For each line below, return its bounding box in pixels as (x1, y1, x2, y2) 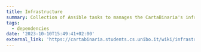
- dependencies (11, 25, 50, 32)
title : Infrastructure (6, 8, 63, 15)
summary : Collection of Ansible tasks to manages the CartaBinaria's (6, 14, 184, 20)
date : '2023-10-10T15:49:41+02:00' (6, 31, 95, 37)
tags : (6, 20, 20, 26)
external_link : (6, 36, 44, 42)
